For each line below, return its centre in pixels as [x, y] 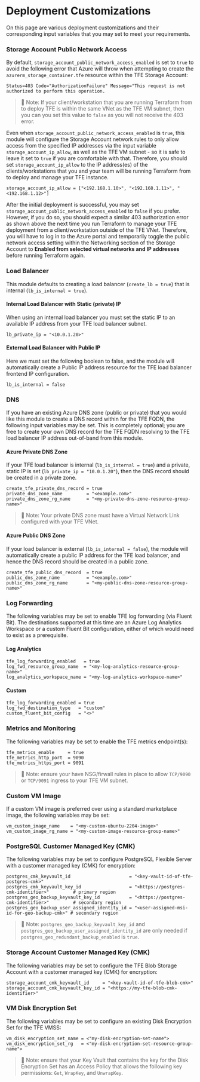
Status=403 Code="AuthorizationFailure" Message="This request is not [96, 86]
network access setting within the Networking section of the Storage [91, 243]
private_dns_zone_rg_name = [48, 499]
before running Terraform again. [46, 256]
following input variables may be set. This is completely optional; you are [96, 425]
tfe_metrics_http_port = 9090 [45, 758]
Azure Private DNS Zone [37, 452]
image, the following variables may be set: [58, 815]
